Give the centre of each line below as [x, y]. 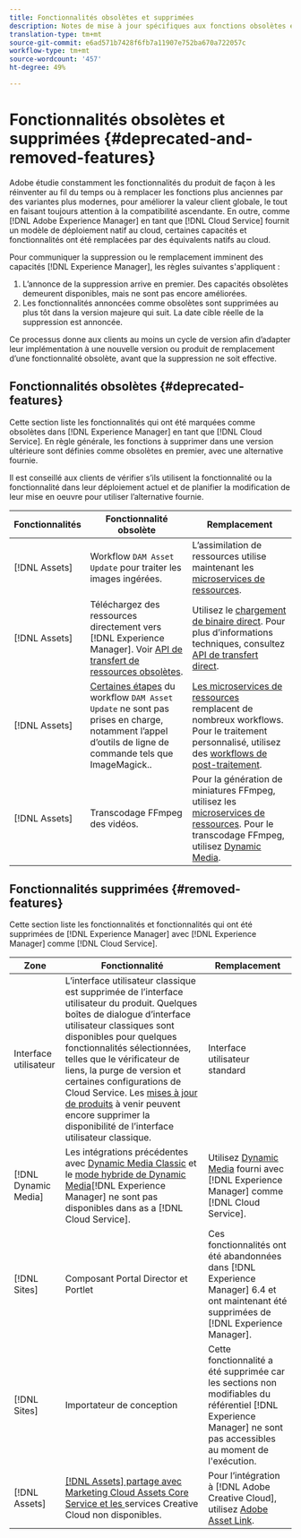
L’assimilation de [227, 545]
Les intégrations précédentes [127, 1152]
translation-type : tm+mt [56, 34]
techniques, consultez [238, 643]
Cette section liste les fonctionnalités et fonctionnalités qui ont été [131, 924]
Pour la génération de [237, 778]
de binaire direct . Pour [239, 621]
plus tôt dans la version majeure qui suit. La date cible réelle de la [143, 312]
